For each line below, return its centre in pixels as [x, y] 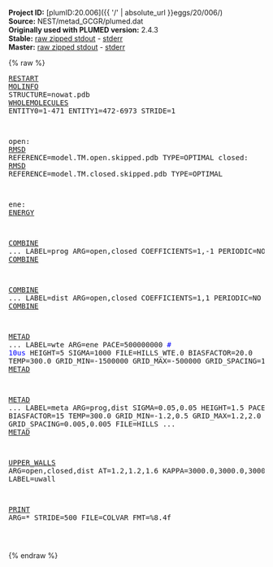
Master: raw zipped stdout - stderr [67, 47]
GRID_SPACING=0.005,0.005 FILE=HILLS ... [92, 424]
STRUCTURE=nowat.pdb [50, 95]
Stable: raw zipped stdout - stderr [66, 38]
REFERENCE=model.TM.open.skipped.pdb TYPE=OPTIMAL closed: [129, 157]
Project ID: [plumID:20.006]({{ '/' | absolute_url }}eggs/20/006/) [116, 13]
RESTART [24, 79]
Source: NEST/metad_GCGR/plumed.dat [76, 21]
